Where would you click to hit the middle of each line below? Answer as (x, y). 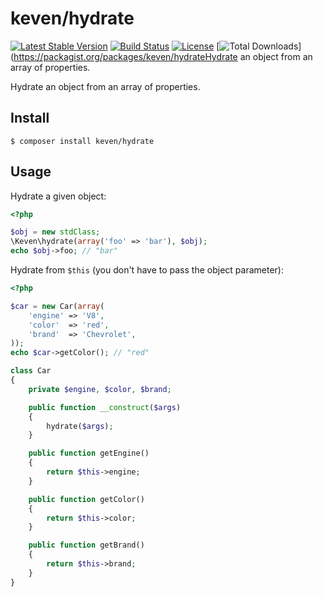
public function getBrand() (86, 545)
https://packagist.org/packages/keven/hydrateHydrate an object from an (163, 56)
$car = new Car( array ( (57, 306)
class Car (31, 371)
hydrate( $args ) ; (80, 426)
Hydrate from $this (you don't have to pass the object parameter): (147, 270)
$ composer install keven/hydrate (82, 141)
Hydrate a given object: (58, 196)
